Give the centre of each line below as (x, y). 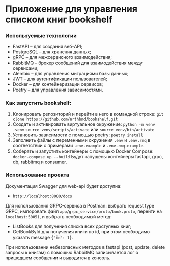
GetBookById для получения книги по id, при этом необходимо (81, 232)
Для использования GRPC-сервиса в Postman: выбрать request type (80, 206)
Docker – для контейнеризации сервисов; (58, 84)
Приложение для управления (72, 9)
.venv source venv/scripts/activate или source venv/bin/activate (83, 129)
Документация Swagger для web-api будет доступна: (63, 186)
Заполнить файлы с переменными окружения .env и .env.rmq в (81, 140)
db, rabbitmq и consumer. (40, 162)
